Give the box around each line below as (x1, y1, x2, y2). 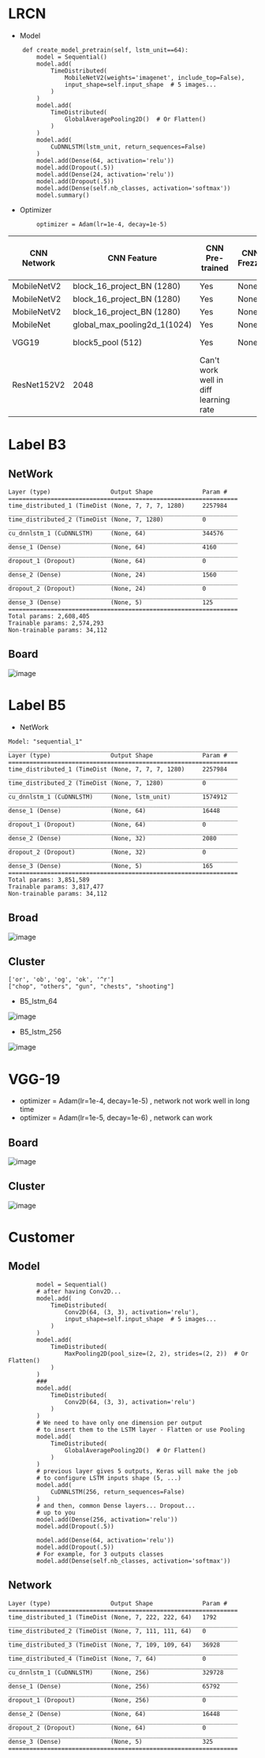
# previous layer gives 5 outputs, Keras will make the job (36, 1467, 238, 1475)
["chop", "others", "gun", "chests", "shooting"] (8, 982, 175, 991)
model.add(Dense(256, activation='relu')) (36, 1516, 178, 1523)
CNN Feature (107, 252, 158, 263)
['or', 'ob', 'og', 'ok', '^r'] (8, 976, 114, 984)
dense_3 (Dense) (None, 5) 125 (8, 598, 214, 607)
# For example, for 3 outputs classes (36, 1550, 164, 1558)
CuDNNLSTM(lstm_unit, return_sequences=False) (50, 143, 207, 151)
